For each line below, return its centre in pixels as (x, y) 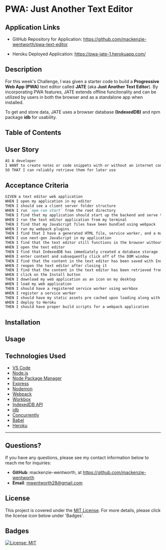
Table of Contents (33, 133)
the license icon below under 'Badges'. (44, 515)
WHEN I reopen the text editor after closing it (56, 266)
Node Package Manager (37, 378)
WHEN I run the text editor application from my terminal (66, 220)
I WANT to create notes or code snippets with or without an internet (79, 165)
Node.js (20, 373)
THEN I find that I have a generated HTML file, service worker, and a (80, 234)
